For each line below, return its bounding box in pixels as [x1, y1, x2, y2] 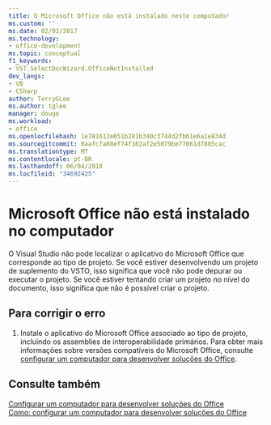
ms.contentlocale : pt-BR [8, 155, 92, 163]
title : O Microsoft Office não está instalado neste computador [8, 11, 230, 20]
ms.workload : [8, 117, 53, 125]
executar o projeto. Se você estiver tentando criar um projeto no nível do [8, 274, 251, 284]
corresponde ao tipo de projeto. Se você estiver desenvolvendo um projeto [8, 257, 259, 267]
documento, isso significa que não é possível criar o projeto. [8, 283, 210, 292]
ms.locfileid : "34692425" [8, 170, 95, 178]
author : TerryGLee [8, 95, 70, 103]
